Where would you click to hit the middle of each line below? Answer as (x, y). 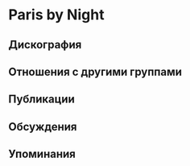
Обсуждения (43, 127)
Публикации (41, 100)
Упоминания (42, 154)
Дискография (45, 45)
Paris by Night (56, 15)
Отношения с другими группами (95, 71)
